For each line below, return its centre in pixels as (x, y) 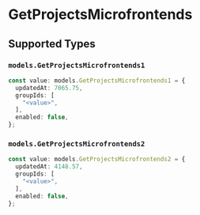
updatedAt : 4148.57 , (49, 167)
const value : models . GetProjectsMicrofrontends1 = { (97, 81)
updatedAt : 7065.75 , (49, 88)
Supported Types (52, 44)
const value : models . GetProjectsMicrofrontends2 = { (97, 160)
